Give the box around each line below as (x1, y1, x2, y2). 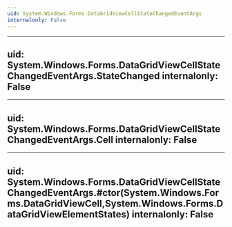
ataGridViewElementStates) (7, 208, 130, 220)
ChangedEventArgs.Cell (7, 134, 114, 146)
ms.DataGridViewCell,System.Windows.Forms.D (7, 197, 224, 209)
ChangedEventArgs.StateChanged (7, 70, 160, 81)
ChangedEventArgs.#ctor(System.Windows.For (7, 187, 220, 199)
